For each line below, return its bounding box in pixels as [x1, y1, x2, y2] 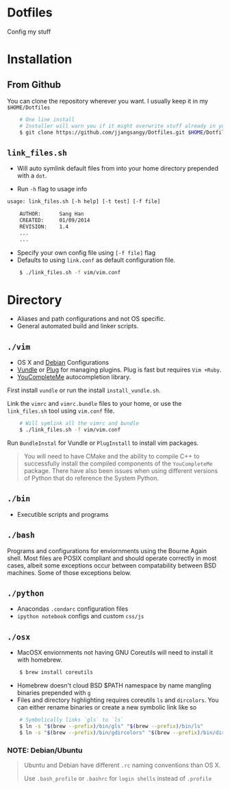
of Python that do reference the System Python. [23, 474, 159, 482]
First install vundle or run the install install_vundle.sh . [7, 386, 161, 395]
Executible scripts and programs [16, 510, 109, 518]
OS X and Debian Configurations [16, 359, 110, 367]
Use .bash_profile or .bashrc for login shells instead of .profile [23, 775, 212, 783]
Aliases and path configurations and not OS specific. [16, 315, 166, 323]
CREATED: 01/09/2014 [19, 217, 90, 224]
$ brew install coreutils [19, 669, 94, 676]
